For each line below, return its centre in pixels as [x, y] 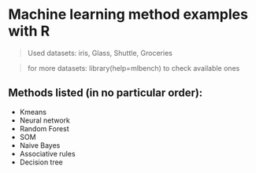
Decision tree [41, 162]
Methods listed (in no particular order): [106, 93]
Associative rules [48, 153]
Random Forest [44, 128]
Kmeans [33, 112]
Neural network [45, 120]
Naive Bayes [40, 145]
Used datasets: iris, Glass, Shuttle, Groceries [100, 53]
